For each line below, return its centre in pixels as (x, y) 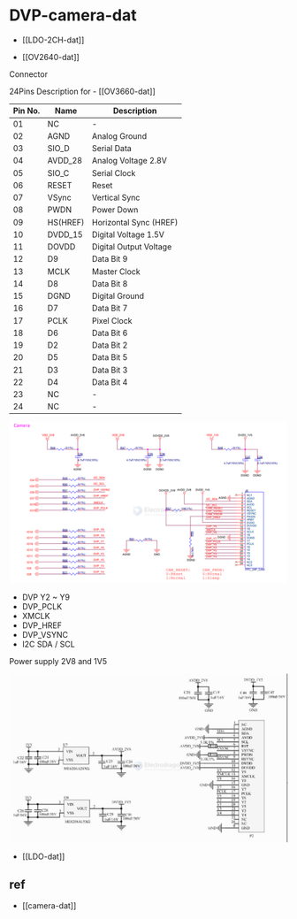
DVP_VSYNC (45, 635)
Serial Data (112, 149)
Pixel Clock (112, 320)
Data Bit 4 (110, 382)
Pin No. (27, 111)
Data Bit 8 (110, 283)
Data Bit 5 (110, 357)
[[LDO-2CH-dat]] (53, 40)
